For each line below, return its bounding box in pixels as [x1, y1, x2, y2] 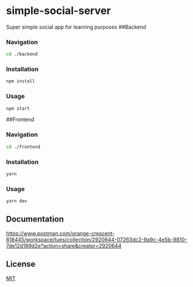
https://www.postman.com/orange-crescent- [6, 230, 115, 237]
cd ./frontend [6, 144, 41, 150]
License [6, 259, 36, 269]
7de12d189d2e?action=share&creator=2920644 [6, 242, 122, 249]
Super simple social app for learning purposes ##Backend [6, 23, 146, 30]
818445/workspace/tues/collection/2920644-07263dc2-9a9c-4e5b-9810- [6, 236, 188, 243]
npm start [6, 105, 30, 112]
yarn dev [6, 198, 27, 204]
